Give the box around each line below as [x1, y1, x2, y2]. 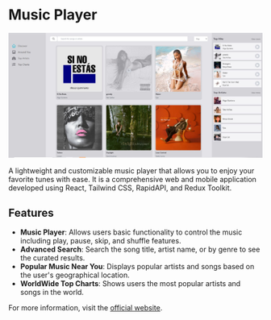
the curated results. [19, 253, 85, 263]
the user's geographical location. [19, 270, 131, 280]
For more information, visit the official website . [8, 303, 163, 313]
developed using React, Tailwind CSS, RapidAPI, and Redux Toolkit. [8, 183, 232, 193]
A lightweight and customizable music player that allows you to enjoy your [8, 165, 255, 175]
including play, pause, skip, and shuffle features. [19, 236, 181, 246]
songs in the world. [19, 288, 85, 297]
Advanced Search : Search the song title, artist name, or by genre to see [19, 244, 261, 255]
